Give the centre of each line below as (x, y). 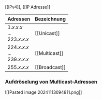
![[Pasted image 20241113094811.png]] (44, 92)
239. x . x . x (18, 59)
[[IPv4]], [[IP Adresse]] (28, 7)
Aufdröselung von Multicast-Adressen (51, 82)
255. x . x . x (18, 67)
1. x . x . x (15, 27)
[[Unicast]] (47, 33)
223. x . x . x (18, 39)
